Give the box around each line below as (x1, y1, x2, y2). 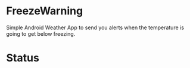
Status (6, 51, 40, 65)
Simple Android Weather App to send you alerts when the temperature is (6, 24, 185, 31)
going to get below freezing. (6, 30, 76, 37)
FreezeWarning (6, 4, 83, 18)
